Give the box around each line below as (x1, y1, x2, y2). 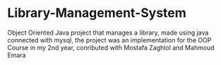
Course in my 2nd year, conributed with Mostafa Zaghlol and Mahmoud (7, 43, 215, 52)
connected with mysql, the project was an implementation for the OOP (7, 35, 212, 44)
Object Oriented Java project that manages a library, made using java (7, 28, 209, 37)
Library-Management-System (7, 5, 187, 21)
